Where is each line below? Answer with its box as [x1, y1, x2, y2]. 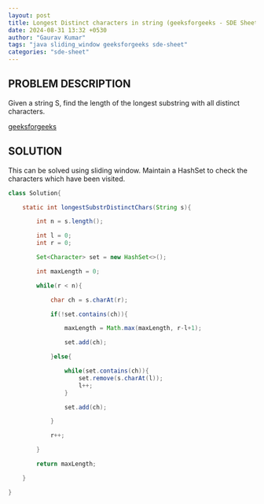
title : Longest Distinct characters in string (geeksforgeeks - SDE [8, 19, 237, 27]
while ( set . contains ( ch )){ [64, 367, 149, 375]
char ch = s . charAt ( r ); [49, 296, 128, 304]
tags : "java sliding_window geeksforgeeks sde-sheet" [8, 41, 189, 49]
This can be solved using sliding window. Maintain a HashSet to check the [8, 165, 247, 175]
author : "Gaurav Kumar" [8, 33, 86, 42]
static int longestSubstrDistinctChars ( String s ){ [22, 203, 192, 211]
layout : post [8, 11, 51, 20]
